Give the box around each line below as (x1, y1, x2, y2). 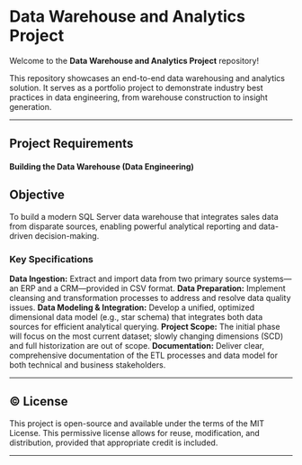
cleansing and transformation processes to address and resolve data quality (9, 293, 291, 304)
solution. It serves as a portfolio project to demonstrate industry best (9, 82, 263, 93)
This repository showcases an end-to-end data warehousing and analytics (9, 72, 286, 83)
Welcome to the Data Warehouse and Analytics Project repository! (9, 55, 259, 66)
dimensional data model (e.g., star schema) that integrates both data (9, 312, 263, 323)
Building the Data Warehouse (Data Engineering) (9, 160, 195, 172)
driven (9, 230, 33, 241)
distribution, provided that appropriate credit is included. (9, 437, 218, 448)
